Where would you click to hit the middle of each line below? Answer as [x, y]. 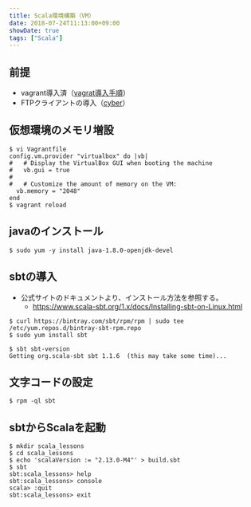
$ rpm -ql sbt [33, 401]
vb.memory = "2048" [49, 191]
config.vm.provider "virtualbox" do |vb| [79, 156]
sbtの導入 [33, 277]
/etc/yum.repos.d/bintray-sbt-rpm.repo [75, 328]
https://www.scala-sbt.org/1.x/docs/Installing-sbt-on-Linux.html [137, 306]
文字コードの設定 [51, 382]
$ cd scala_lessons [41, 454]
